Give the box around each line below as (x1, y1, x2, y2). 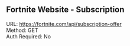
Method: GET (6, 27, 38, 34)
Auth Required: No (6, 32, 51, 40)
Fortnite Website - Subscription (6, 5, 125, 15)
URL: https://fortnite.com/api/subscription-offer (6, 20, 122, 27)
